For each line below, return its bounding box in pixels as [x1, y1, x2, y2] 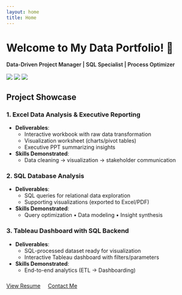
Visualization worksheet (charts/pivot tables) [24, 137, 137, 144]
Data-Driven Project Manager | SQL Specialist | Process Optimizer [6, 61, 175, 68]
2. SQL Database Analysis [6, 172, 85, 180]
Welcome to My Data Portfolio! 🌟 [6, 41, 173, 55]
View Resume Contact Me [6, 282, 78, 290]
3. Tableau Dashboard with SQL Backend [6, 227, 129, 235]
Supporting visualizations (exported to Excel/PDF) [24, 199, 150, 206]
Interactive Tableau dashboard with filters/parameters [24, 254, 159, 261]
